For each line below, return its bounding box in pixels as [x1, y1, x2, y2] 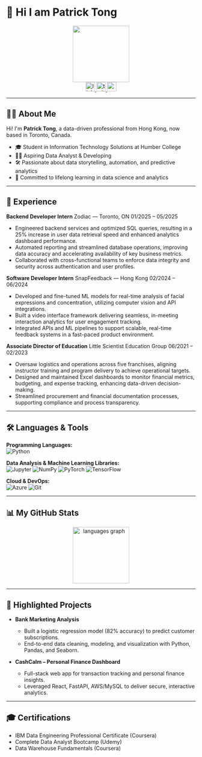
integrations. [14, 305, 46, 312]
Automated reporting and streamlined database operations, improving [14, 244, 188, 251]
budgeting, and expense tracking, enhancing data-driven [14, 379, 156, 387]
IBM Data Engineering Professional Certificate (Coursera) [14, 732, 157, 739]
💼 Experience [6, 197, 57, 207]
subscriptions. [23, 634, 60, 641]
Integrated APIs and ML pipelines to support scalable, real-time [14, 324, 172, 331]
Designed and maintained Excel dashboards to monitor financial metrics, [14, 373, 195, 381]
